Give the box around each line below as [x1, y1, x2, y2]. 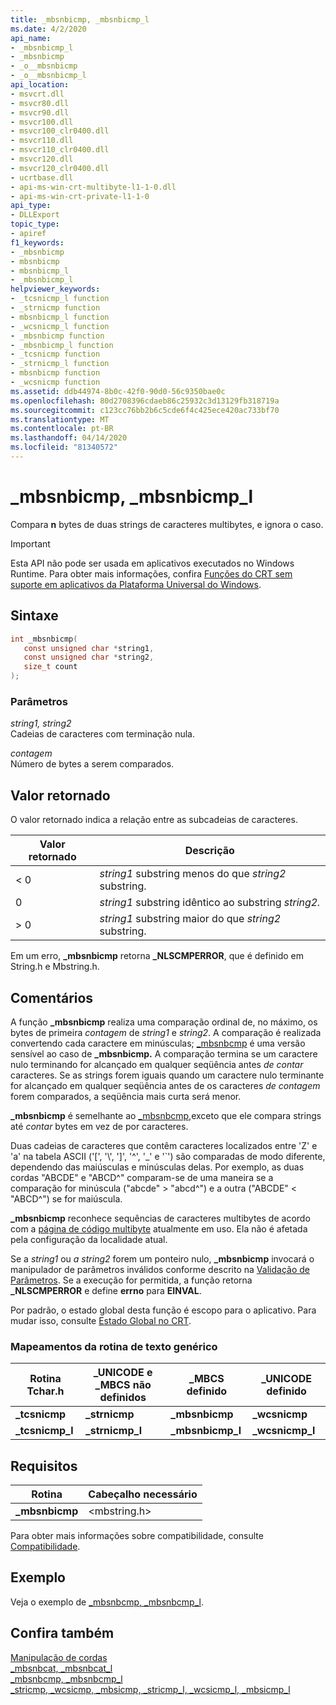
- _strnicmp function [10, 303, 101, 313]
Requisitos [10, 1457, 78, 1475]
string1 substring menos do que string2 [99, 867, 287, 881]
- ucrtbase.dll [10, 172, 74, 183]
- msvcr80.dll [10, 98, 70, 108]
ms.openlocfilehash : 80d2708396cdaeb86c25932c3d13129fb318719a [10, 396, 280, 406]
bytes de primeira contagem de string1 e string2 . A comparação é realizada [10, 1026, 322, 1038]
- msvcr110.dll [10, 136, 74, 146]
